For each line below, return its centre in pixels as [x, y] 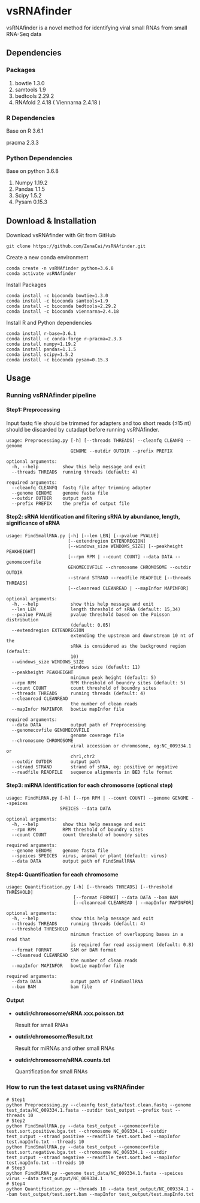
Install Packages [26, 285]
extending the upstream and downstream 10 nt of [132, 635]
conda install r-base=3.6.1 [41, 334]
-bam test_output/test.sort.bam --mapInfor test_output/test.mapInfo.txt [100, 1194]
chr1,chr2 [83, 756]
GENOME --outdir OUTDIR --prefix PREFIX [121, 451]
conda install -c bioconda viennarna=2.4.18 [63, 312]
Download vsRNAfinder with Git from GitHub [61, 235]
